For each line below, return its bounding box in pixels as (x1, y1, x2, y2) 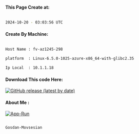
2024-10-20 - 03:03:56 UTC (5, 20, 63, 25)
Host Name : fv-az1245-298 (5, 47, 63, 52)
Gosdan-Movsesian (5, 125, 43, 130)
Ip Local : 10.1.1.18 (5, 65, 54, 71)
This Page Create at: (5, 4, 50, 10)
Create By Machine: (5, 31, 49, 37)
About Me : (5, 99, 30, 105)
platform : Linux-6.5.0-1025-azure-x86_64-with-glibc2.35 (5, 56, 134, 61)
